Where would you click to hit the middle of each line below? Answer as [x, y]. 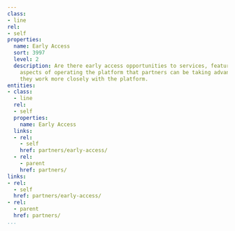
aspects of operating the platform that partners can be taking [115, 72]
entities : [22, 85]
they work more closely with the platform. [84, 79]
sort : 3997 [29, 53]
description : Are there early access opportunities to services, [111, 66]
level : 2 [26, 59]
